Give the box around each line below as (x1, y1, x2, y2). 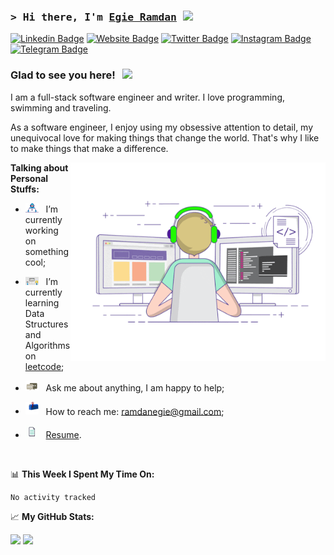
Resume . (45, 429, 82, 441)
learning (24, 297, 60, 309)
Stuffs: (10, 183, 40, 195)
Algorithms (24, 340, 71, 352)
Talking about (10, 161, 69, 174)
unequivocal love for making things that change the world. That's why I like (10, 131, 320, 144)
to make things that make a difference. (10, 142, 169, 154)
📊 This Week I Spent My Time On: (10, 468, 155, 480)
